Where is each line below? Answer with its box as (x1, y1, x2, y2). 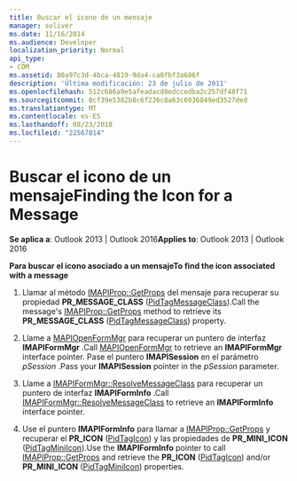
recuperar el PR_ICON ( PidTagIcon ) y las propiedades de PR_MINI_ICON (21, 432, 288, 444)
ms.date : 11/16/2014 (9, 29, 86, 38)
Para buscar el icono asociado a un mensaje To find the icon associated (9, 260, 276, 271)
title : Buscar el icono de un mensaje (9, 12, 152, 22)
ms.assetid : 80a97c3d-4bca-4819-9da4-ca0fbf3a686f (9, 71, 200, 80)
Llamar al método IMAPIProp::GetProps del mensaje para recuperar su (21, 287, 279, 297)
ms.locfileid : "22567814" (9, 129, 105, 138)
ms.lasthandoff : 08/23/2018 (9, 121, 113, 130)
